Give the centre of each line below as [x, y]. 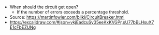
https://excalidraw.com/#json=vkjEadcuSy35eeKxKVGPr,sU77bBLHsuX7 [82, 22]
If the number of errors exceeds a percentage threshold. [73, 12]
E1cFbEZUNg [23, 27]
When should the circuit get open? [44, 7]
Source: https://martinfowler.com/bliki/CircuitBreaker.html [67, 17]
